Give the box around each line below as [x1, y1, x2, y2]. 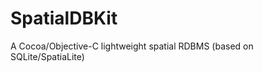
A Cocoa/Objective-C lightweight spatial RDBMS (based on [10, 40, 254, 52]
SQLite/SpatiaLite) [10, 50, 85, 62]
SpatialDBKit [10, 7, 118, 30]
